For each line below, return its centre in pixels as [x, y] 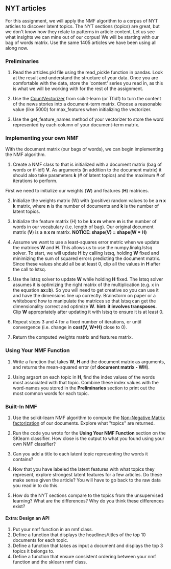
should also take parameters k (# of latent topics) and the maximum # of [89, 176]
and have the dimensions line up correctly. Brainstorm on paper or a [84, 296]
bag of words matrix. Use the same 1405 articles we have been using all [81, 42]
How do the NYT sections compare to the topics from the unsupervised [88, 495]
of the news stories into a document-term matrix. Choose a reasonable [87, 104]
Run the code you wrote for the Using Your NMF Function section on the [89, 433]
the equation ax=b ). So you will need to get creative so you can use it [86, 290]
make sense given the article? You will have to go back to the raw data [87, 480]
